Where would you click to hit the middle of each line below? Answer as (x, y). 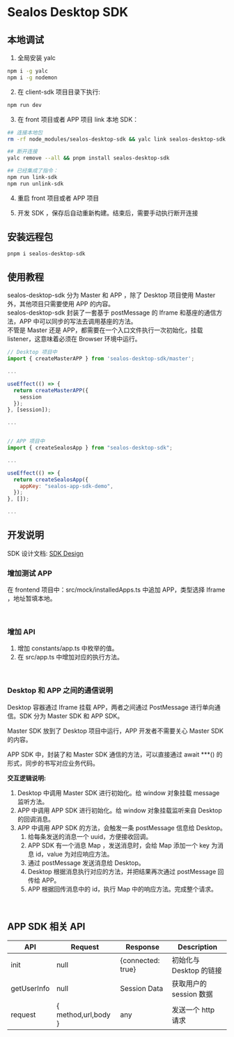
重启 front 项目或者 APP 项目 (58, 198)
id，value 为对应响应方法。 (75, 854)
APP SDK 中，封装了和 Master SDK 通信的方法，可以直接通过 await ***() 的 (115, 754)
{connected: (140, 960)
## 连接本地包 (25, 133)
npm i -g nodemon (32, 78)
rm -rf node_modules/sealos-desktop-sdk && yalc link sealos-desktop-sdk (117, 139)
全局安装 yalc (36, 58)
